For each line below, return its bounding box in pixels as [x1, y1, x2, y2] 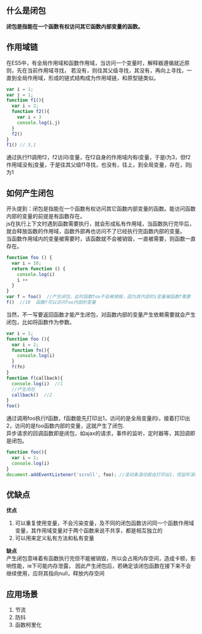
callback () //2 [11, 392, 52, 398]
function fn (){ [11, 347, 50, 353]
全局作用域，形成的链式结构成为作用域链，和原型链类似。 [16, 74, 159, 81]
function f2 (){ [11, 109, 50, 115]
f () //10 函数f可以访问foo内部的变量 [6, 299, 96, 305]
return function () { [11, 266, 66, 272]
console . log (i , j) [17, 120, 61, 126]
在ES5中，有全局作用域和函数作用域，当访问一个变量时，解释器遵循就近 [6, 59, 185, 66]
